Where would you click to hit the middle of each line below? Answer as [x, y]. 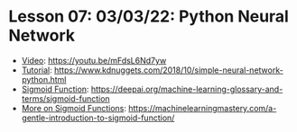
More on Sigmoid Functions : [74, 108]
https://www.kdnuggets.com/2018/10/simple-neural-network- [168, 70]
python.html [44, 79]
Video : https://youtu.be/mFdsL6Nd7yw [94, 60]
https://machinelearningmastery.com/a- [203, 108]
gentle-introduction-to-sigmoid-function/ [98, 118]
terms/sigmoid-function [65, 98]
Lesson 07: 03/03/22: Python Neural [149, 17]
